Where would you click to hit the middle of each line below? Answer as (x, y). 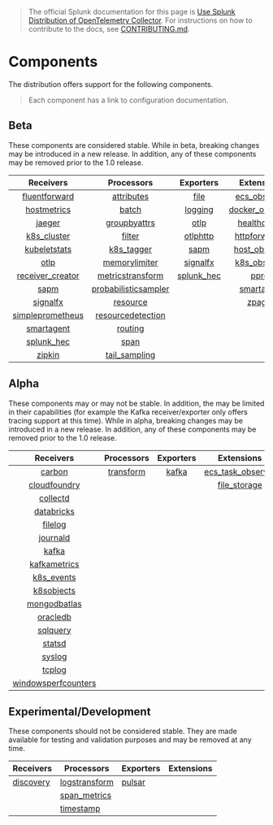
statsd (54, 643)
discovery (31, 782)
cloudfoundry (54, 484)
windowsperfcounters (54, 683)
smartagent (48, 328)
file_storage (240, 484)
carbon (54, 471)
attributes (130, 196)
